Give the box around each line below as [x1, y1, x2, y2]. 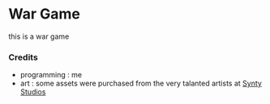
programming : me [19, 70, 83, 80]
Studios [19, 87, 46, 97]
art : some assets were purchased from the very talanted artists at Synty [19, 78, 262, 89]
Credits [8, 52, 38, 63]
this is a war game [8, 31, 70, 41]
